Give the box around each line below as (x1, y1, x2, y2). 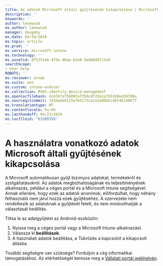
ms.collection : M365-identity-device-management (5, 89, 106, 94)
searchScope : (5, 62, 32, 67)
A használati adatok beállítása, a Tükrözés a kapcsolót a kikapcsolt (12, 235, 147, 241)
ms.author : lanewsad (5, 25, 47, 30)
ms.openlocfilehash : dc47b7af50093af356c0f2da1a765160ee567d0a (5, 94, 137, 98)
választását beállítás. (5, 206, 47, 212)
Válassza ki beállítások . (12, 230, 60, 236)
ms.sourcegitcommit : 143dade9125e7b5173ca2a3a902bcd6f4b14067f (5, 98, 137, 103)
